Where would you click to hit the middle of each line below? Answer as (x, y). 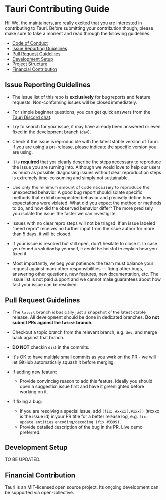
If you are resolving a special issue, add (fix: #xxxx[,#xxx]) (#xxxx (89, 411)
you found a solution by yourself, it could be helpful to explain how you (84, 249)
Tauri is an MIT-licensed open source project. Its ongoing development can (82, 487)
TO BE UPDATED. (23, 459)
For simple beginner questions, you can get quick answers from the (81, 112)
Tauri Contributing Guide (57, 9)
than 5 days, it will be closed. (42, 234)
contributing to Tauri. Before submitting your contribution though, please (79, 28)
